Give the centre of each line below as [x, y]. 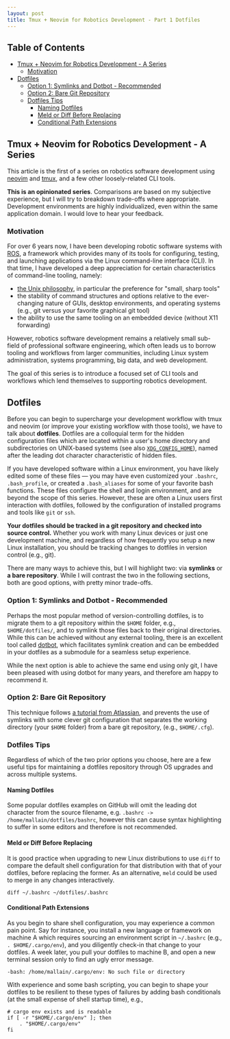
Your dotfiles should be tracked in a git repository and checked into [104, 526]
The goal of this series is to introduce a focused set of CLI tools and [103, 374]
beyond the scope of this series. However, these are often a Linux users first [115, 498]
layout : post [26, 13]
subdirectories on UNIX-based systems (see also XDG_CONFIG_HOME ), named [113, 448]
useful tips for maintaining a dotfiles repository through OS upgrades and [110, 767]
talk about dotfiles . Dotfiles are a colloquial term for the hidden [96, 433]
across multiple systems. [42, 774]
